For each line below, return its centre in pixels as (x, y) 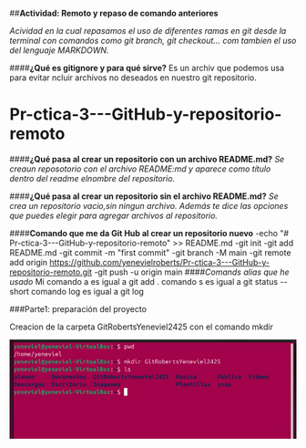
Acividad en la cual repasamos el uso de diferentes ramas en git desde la (148, 31)
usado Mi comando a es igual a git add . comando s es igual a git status (144, 281)
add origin (29, 262)
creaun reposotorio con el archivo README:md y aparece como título (140, 169)
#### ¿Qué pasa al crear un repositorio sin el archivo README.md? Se (144, 196)
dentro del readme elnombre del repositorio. (92, 178)
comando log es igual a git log (87, 291)
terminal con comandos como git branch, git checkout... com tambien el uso (153, 41)
